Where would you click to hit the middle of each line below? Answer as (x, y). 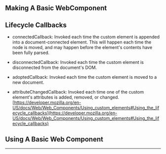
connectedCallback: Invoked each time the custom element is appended (86, 37)
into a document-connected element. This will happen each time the (82, 42)
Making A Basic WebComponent (56, 8)
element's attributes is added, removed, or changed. (66, 97)
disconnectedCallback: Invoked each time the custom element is (78, 62)
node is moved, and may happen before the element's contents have (82, 48)
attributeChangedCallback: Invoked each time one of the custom (78, 92)
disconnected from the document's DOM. (55, 68)
